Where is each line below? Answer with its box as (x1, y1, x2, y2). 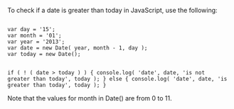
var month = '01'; (7, 32, 62, 39)
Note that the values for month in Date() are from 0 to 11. (7, 94, 172, 102)
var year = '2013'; (7, 38, 65, 45)
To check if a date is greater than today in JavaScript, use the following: (7, 6, 218, 14)
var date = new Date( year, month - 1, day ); (7, 45, 148, 52)
